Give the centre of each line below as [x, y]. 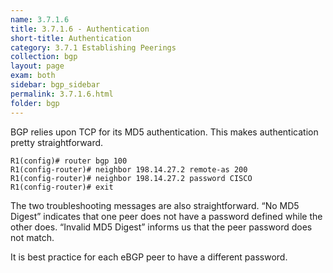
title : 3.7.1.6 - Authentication [80, 29]
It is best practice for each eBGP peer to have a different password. [149, 257]
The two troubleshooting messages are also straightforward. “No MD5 [155, 205]
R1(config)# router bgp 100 [69, 161]
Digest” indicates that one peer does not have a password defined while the [166, 216]
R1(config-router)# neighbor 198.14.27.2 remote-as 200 [129, 169]
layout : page [37, 66]
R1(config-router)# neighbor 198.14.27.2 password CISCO [131, 178]
